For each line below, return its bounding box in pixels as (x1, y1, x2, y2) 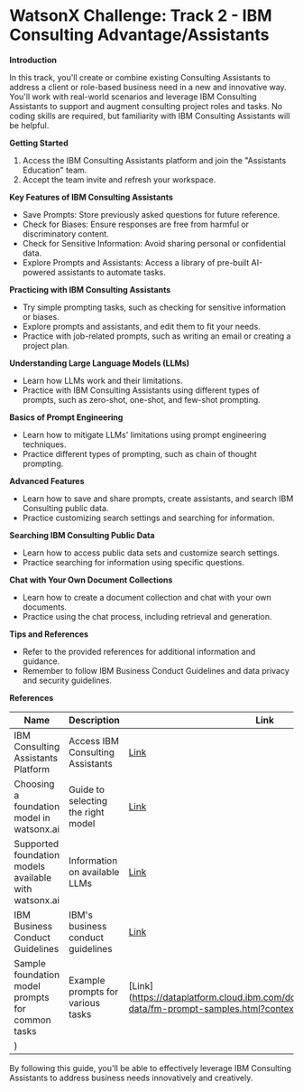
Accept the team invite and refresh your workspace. (22, 173, 216, 185)
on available (69, 865, 120, 878)
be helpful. (9, 119, 50, 131)
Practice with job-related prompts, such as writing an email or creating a (22, 331, 291, 341)
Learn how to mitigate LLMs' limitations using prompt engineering (22, 429, 267, 440)
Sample (14, 957, 47, 969)
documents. (22, 602, 68, 612)
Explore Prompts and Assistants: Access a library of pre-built (22, 257, 250, 267)
